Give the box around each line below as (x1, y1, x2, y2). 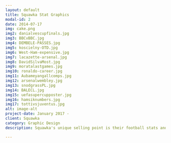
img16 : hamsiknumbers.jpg (5, 97, 60, 102)
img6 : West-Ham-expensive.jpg (5, 50, 70, 55)
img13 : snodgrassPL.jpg (5, 83, 56, 88)
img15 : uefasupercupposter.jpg (5, 92, 72, 97)
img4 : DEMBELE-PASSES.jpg (5, 41, 60, 46)
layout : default (5, 7, 40, 13)
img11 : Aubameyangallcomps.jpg (5, 74, 72, 79)
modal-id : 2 (5, 17, 31, 22)
